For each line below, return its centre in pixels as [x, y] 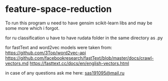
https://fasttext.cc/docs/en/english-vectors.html [79, 63]
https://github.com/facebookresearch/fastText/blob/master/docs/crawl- [79, 58]
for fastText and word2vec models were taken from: [59, 47]
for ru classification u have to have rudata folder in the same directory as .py [84, 38]
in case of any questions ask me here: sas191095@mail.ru [65, 73]
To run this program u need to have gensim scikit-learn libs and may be [79, 23]
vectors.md [17, 63]
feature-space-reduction [58, 9]
